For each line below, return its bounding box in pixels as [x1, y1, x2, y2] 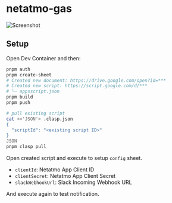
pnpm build [6, 94, 33, 100]
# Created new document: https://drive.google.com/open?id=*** [6, 77, 167, 84]
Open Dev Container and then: [6, 54, 81, 61]
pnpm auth [6, 66, 31, 72]
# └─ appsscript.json [6, 88, 60, 94]
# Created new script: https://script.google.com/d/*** [6, 83, 148, 89]
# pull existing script [6, 110, 65, 116]
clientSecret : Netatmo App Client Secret [14, 173, 116, 179]
